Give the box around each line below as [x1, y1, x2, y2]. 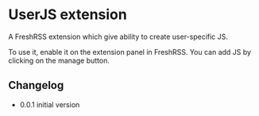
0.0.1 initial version [19, 99, 80, 109]
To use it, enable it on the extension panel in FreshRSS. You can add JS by [8, 47, 252, 56]
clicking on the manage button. [8, 56, 110, 65]
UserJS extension [8, 6, 127, 24]
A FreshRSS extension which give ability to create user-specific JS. [8, 32, 229, 41]
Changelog [8, 79, 64, 92]
